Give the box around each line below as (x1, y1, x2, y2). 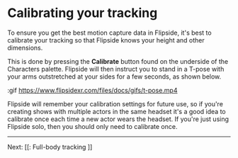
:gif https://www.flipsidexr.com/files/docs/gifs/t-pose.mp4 (7, 86, 178, 94)
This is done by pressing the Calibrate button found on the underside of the (7, 57, 229, 65)
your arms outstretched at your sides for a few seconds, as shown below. (7, 72, 222, 81)
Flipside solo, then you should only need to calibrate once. (7, 122, 178, 130)
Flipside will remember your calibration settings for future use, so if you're (7, 99, 223, 108)
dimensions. (7, 43, 43, 52)
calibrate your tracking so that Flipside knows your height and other (7, 35, 205, 44)
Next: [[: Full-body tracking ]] (7, 142, 93, 151)
